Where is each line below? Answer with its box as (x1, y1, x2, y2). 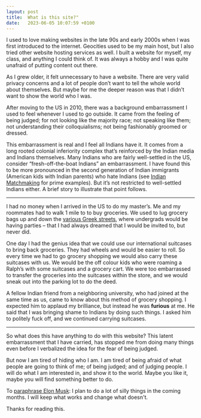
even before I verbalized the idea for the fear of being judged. (6, 345, 159, 352)
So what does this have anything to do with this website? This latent (6, 332, 173, 340)
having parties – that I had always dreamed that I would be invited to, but (6, 222, 185, 229)
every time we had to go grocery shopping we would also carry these (6, 253, 178, 260)
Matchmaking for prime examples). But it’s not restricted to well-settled (6, 179, 181, 186)
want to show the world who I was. (6, 92, 92, 99)
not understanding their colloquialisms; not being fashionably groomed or (6, 123, 187, 131)
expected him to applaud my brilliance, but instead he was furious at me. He (6, 302, 195, 310)
